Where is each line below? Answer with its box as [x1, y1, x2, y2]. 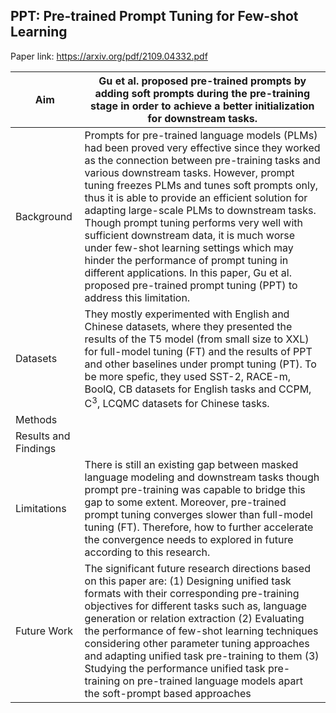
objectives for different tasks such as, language [84, 599, 308, 613]
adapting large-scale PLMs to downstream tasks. [84, 203, 317, 217]
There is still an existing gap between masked [84, 458, 299, 472]
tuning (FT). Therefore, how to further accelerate [84, 520, 314, 534]
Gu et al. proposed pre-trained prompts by [98, 74, 307, 88]
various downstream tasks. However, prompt [84, 165, 295, 179]
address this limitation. [84, 290, 191, 304]
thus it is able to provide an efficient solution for [84, 190, 308, 204]
